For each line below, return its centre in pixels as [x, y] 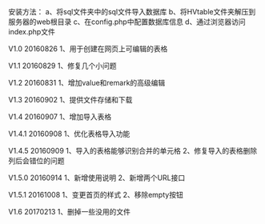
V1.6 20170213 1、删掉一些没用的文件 [69, 212]
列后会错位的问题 [36, 161]
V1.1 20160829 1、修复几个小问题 [62, 66]
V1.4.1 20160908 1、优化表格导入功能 [69, 134]
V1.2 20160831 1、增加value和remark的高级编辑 [87, 83]
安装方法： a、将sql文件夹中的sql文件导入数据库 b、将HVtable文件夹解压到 [132, 12]
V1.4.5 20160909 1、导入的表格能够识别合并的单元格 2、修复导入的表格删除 [133, 151]
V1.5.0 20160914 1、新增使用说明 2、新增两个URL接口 [97, 178]
